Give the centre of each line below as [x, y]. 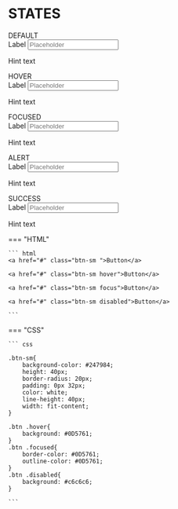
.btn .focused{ [33, 447]
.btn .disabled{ [35, 475]
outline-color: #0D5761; [63, 461]
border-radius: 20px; [57, 379]
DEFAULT [23, 35]
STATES [35, 14]
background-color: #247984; [68, 365]
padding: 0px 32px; [54, 386]
